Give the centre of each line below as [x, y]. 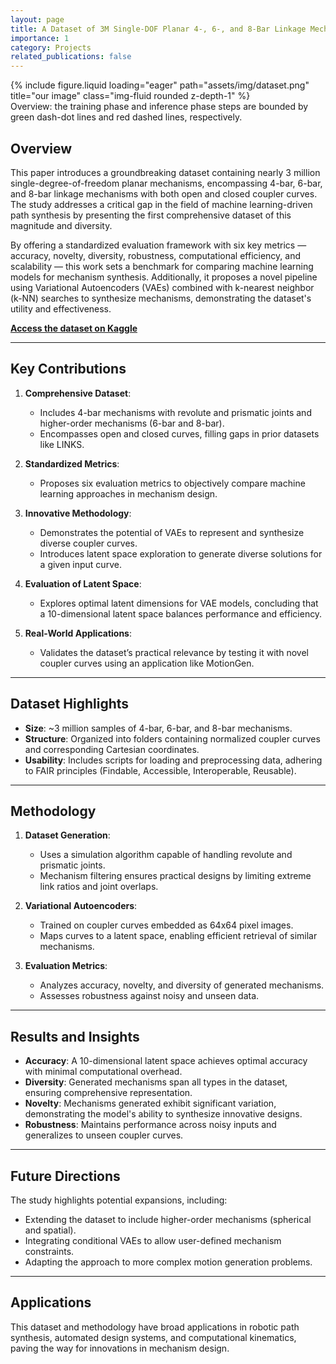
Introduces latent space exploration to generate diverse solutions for [181, 553]
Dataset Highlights [70, 704]
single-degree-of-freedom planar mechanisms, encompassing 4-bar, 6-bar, [166, 183]
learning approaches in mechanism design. [128, 493]
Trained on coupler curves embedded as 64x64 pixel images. [166, 925]
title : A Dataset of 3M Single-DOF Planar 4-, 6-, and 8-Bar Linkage [158, 29]
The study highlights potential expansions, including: [119, 1200]
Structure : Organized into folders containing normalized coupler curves [172, 738]
